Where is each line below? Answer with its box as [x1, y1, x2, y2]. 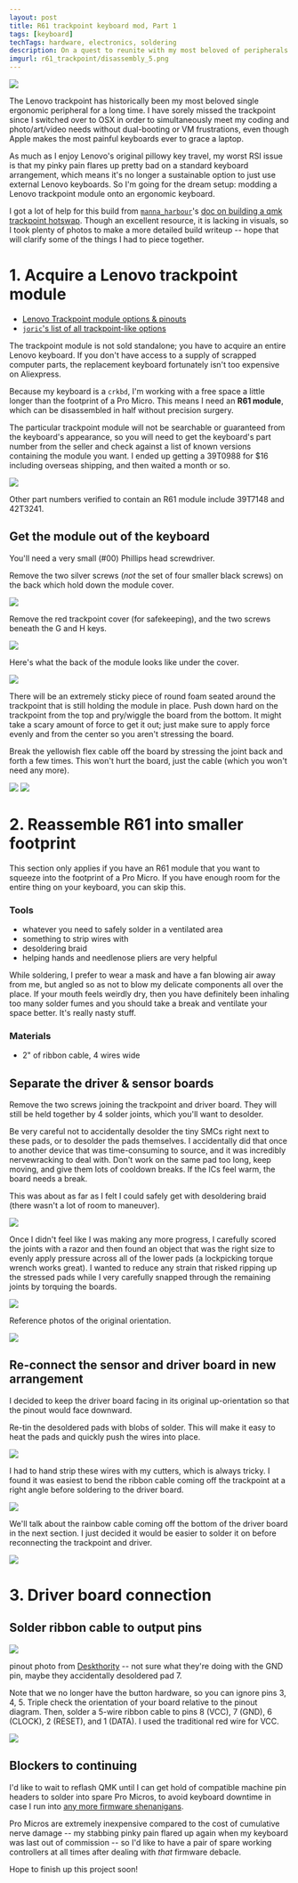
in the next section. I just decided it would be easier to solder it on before [9, 1528, 278, 1538]
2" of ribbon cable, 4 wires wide [21, 1050, 141, 1060]
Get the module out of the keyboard [9, 529, 211, 544]
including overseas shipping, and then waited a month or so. [9, 459, 231, 470]
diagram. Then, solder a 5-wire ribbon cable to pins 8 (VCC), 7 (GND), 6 [9, 1706, 273, 1717]
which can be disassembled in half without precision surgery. [9, 404, 234, 415]
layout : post [9, 12, 58, 22]
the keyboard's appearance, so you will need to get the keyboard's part [9, 431, 271, 442]
